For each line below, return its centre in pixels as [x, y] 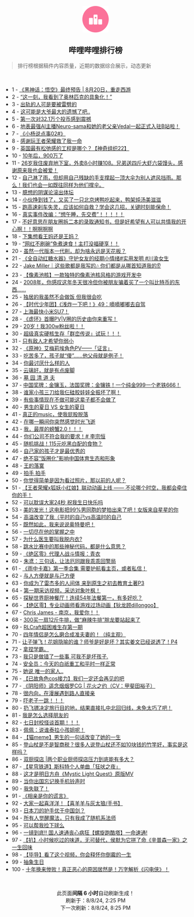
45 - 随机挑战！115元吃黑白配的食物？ [57, 443]
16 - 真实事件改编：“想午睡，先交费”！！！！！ [68, 214]
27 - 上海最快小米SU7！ [40, 311]
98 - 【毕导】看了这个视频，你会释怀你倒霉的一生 [72, 854]
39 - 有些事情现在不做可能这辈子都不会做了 [64, 399]
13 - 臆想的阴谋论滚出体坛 [43, 192]
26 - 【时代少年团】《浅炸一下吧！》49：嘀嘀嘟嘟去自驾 [79, 304]
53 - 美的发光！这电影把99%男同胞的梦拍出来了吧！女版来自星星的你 [95, 510]
